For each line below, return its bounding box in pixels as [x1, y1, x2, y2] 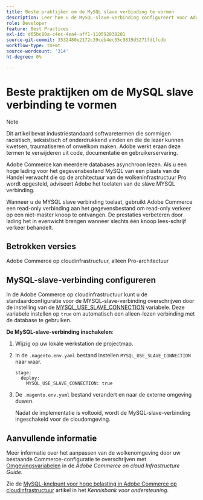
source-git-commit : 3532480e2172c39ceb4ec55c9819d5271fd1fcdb [6, 37, 166, 43]
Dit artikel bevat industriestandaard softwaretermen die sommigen [6, 129, 171, 137]
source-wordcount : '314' [6, 48, 69, 54]
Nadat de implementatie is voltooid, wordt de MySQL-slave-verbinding [14, 409, 191, 417]
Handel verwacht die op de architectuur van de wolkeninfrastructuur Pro [6, 174, 187, 181]
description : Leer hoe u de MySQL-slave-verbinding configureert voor [6, 15, 188, 21]
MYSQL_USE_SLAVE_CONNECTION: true [26, 380, 113, 387]
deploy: [21, 375, 40, 381]
